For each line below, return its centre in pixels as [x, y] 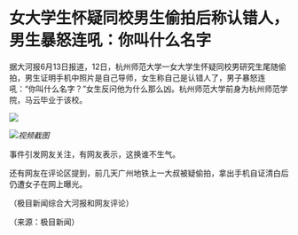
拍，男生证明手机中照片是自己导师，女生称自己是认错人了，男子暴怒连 [137, 77]
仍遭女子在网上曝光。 [48, 184]
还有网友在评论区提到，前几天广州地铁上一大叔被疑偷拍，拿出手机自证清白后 [149, 173]
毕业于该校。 [63, 99]
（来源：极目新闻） [44, 222]
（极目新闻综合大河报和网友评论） [71, 203]
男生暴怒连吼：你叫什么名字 [110, 40]
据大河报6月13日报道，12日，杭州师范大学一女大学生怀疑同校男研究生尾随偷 [148, 67]
